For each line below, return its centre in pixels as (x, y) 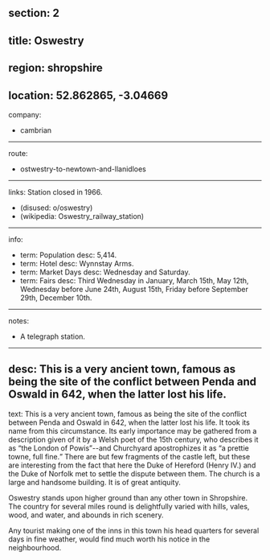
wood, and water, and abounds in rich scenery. (86, 515)
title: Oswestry (46, 41)
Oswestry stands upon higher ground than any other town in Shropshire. (128, 497)
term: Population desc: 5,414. (68, 255)
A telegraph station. (53, 336)
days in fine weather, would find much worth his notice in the (109, 539)
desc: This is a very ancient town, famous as (122, 369)
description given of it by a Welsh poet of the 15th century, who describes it (133, 439)
